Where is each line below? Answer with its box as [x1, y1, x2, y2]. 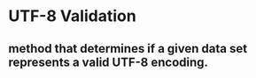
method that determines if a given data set [8, 41, 248, 56]
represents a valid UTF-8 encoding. [8, 54, 209, 69]
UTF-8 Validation [8, 6, 136, 26]
